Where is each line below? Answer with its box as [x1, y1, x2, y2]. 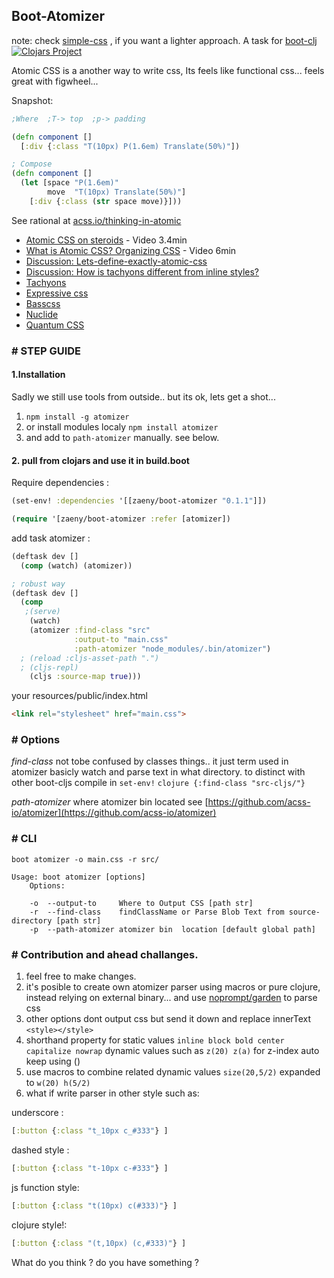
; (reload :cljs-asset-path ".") [20, 653, 160, 663]
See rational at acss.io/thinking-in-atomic [11, 214, 182, 226]
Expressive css [25, 287, 89, 299]
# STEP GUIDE [11, 344, 82, 358]
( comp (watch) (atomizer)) [20, 560, 133, 571]
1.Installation [11, 369, 66, 381]
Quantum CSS [25, 319, 85, 331]
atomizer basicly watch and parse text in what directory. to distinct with [11, 766, 306, 778]
